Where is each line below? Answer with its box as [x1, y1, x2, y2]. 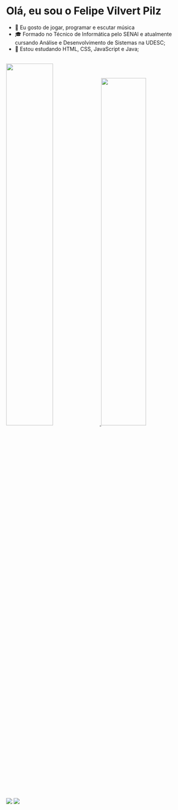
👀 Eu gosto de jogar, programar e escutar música [14, 24, 135, 31]
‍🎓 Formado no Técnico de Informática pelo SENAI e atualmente [14, 30, 172, 37]
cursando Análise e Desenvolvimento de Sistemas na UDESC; [14, 39, 166, 46]
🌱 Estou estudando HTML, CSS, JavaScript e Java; [14, 45, 139, 52]
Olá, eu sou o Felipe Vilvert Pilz [6, 4, 161, 18]
